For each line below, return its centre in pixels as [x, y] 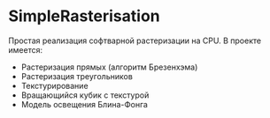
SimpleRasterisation [84, 16]
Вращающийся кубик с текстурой [85, 95]
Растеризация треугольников [77, 76]
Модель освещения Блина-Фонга [84, 104]
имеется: [26, 49]
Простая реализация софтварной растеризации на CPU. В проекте [135, 41]
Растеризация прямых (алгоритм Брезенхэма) [109, 67]
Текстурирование [55, 85]
